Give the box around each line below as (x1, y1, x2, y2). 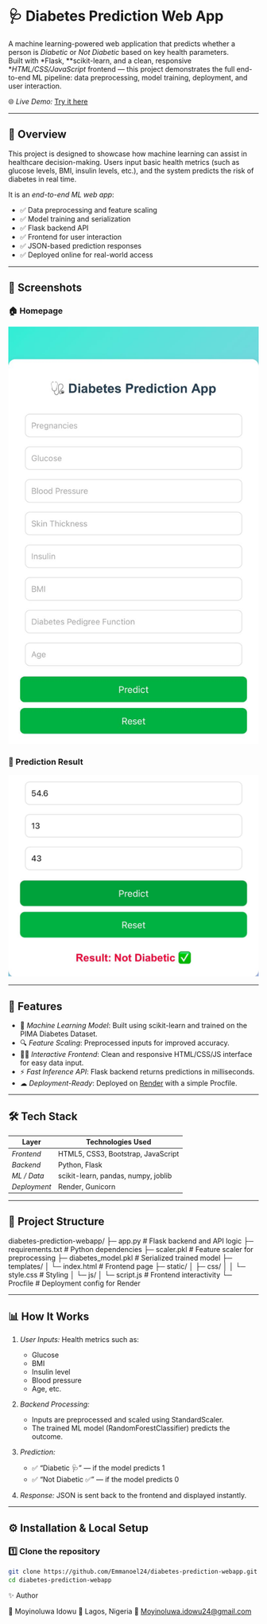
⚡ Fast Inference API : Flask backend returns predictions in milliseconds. (19, 1066, 255, 1076)
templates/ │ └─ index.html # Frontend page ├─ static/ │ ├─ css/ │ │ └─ (8, 1261, 246, 1271)
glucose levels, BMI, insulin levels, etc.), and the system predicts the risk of (8, 166, 254, 175)
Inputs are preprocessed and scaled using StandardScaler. (31, 1415, 224, 1425)
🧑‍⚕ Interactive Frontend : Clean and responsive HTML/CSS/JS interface (19, 1049, 253, 1059)
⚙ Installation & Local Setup (8, 1521, 149, 1535)
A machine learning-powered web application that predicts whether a (8, 38, 236, 49)
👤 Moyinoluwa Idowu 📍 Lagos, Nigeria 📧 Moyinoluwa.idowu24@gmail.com (8, 1606, 252, 1616)
